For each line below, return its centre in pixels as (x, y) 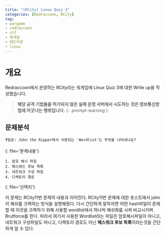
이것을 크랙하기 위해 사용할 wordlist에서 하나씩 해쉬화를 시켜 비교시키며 (84, 210)
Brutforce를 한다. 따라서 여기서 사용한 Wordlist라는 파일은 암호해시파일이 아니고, (83, 216)
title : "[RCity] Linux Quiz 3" (37, 10)
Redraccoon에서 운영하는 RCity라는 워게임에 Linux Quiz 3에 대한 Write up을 (80, 87)
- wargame (15, 24)
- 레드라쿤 (14, 42)
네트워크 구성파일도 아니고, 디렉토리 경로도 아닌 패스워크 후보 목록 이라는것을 (79, 222)
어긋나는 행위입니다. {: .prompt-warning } (67, 110)
